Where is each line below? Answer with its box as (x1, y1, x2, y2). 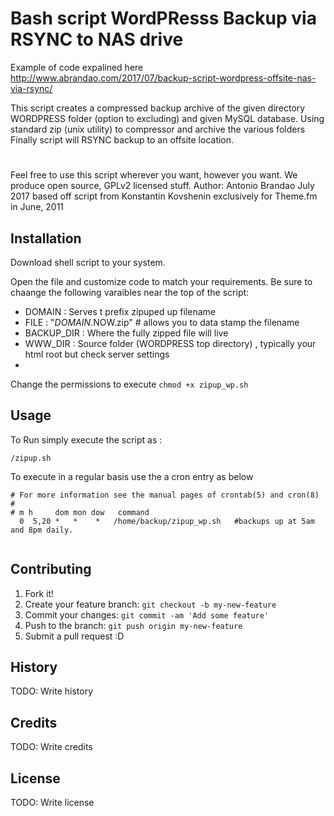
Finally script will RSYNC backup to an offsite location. (10, 133, 235, 146)
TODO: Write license (10, 797, 95, 808)
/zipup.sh (10, 453, 52, 463)
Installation (10, 230, 82, 247)
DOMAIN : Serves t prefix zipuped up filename (24, 305, 216, 317)
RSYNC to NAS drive (10, 28, 184, 51)
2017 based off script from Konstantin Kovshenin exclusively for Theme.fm (10, 190, 318, 202)
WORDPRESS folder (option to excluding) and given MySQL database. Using (10, 112, 325, 124)
